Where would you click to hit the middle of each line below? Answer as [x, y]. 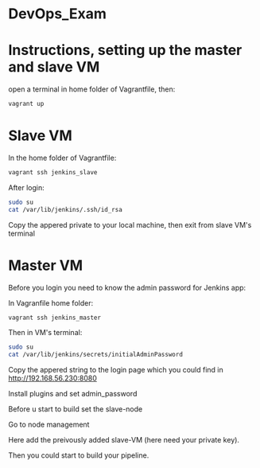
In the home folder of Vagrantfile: [62, 158]
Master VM [46, 265]
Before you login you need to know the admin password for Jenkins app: [127, 287]
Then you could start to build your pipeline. [79, 455]
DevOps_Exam [58, 14]
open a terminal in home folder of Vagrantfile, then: [92, 89]
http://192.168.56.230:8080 [53, 378]
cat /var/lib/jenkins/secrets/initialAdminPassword [95, 355]
